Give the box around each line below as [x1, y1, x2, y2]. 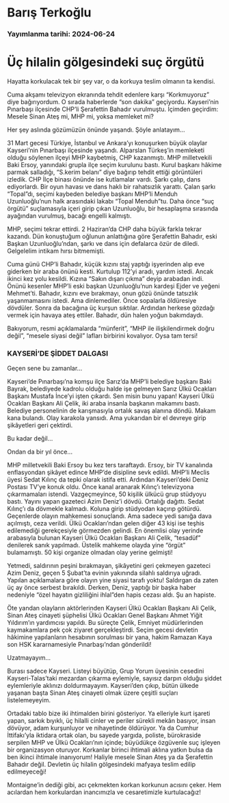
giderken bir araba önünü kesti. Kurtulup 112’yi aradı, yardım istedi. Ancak [7, 267, 214, 275]
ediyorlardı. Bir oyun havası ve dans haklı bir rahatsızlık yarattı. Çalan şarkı [7, 183, 216, 191]
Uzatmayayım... [7, 654, 51, 662]
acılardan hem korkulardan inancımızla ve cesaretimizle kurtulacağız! [7, 788, 202, 796]
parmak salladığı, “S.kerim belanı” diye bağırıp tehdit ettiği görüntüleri [7, 168, 203, 176]
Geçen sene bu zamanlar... [7, 365, 83, 373]
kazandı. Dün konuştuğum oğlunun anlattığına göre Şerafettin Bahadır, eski [7, 232, 217, 240]
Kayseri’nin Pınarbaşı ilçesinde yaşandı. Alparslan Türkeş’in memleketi [7, 146, 205, 155]
